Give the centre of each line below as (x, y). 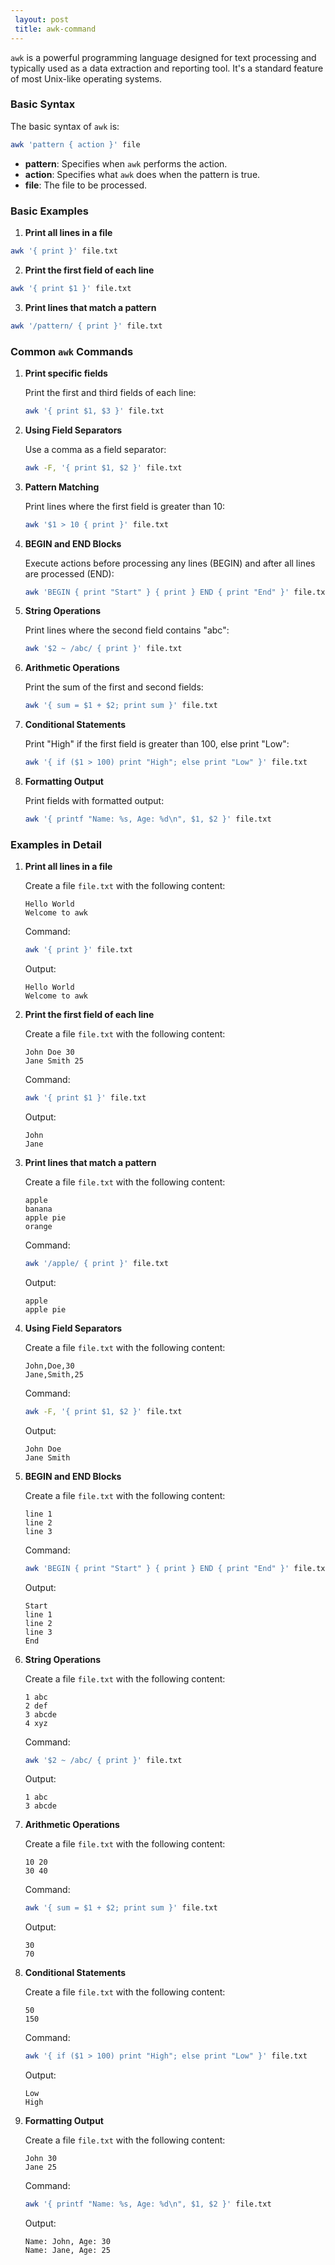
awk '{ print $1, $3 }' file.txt (94, 411)
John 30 (40, 2159)
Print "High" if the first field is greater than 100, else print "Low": (157, 744)
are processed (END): (69, 573)
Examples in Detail (56, 844)
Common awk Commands (72, 351)
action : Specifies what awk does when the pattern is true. (142, 174)
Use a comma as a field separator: (95, 449)
